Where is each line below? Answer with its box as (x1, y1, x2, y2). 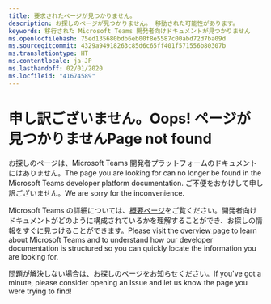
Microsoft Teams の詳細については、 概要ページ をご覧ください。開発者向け (8, 205, 257, 215)
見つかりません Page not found (8, 129, 212, 148)
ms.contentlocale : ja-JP (8, 57, 92, 65)
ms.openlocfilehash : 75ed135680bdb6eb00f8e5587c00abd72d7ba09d (8, 34, 227, 43)
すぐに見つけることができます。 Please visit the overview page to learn (22, 226, 257, 235)
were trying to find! (8, 286, 72, 296)
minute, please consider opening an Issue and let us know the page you (8, 277, 248, 287)
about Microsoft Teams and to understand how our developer (8, 234, 214, 244)
